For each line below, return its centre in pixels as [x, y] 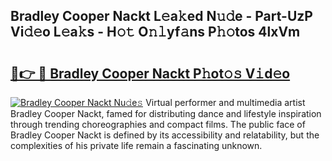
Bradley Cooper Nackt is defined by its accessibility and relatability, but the [165, 135]
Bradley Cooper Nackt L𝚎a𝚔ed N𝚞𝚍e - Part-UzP [161, 16]
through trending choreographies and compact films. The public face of [158, 124]
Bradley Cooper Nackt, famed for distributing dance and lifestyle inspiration [166, 113]
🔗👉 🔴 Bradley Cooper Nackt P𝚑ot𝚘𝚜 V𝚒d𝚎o [150, 73]
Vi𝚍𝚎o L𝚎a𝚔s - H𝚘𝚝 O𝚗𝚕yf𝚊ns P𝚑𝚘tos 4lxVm [155, 32]
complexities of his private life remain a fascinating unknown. [136, 145]
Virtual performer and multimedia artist [225, 102]
